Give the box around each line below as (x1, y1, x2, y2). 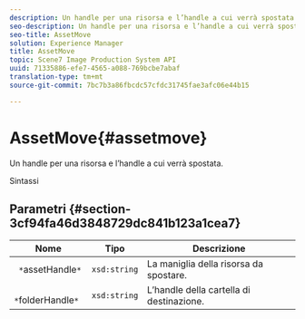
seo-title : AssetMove (9, 30, 92, 39)
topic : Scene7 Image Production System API (9, 55, 177, 64)
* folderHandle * (14, 294, 80, 306)
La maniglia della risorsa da (146, 257, 263, 270)
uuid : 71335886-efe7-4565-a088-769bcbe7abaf (9, 64, 181, 73)
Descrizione (192, 242, 246, 255)
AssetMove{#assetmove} (9, 128, 208, 148)
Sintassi (9, 175, 39, 186)
